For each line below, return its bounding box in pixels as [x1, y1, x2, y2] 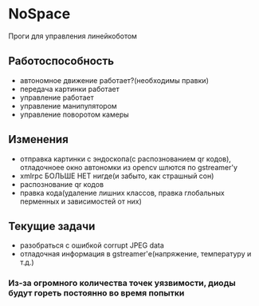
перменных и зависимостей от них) [19, 197, 142, 206]
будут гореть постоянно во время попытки [8, 288, 185, 299]
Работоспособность [8, 54, 114, 68]
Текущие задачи [8, 219, 96, 232]
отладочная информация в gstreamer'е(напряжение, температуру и [19, 249, 252, 259]
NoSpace [8, 5, 71, 23]
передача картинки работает [19, 84, 120, 93]
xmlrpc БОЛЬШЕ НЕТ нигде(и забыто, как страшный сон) [19, 171, 214, 181]
